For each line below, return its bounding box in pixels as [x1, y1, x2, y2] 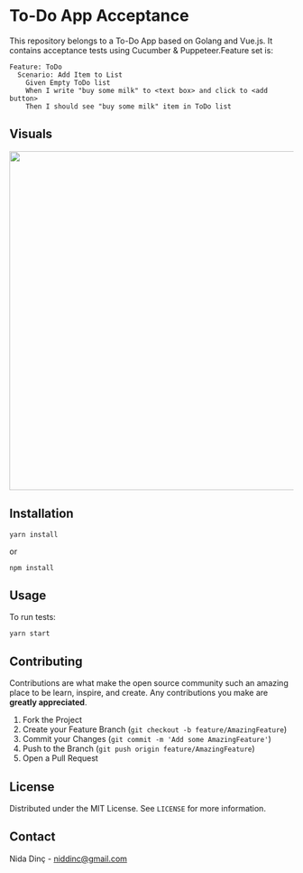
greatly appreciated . [9, 697, 87, 708]
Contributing [9, 653, 83, 669]
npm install [9, 563, 54, 572]
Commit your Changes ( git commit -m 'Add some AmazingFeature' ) [22, 734, 272, 745]
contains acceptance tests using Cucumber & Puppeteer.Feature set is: [9, 44, 273, 55]
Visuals [9, 127, 52, 142]
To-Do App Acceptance [9, 5, 189, 26]
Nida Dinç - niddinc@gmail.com [9, 853, 128, 864]
